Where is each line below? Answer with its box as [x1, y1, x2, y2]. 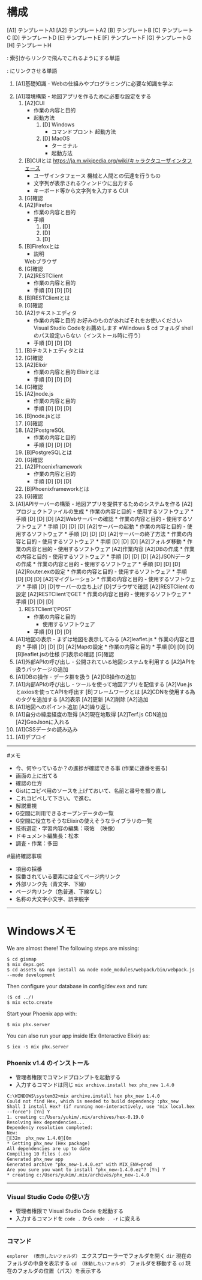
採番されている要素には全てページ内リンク [15, 873, 121, 880]
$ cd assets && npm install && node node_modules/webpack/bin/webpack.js [7, 967, 195, 973]
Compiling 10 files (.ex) [7, 1151, 71, 1157]
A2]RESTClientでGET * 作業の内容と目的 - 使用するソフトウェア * [29, 590, 191, 597]
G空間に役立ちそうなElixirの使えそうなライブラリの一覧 [15, 817, 152, 824]
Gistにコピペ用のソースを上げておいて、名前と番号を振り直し [15, 787, 167, 794]
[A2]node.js [24, 390, 54, 397]
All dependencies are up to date [7, 1146, 91, 1152]
